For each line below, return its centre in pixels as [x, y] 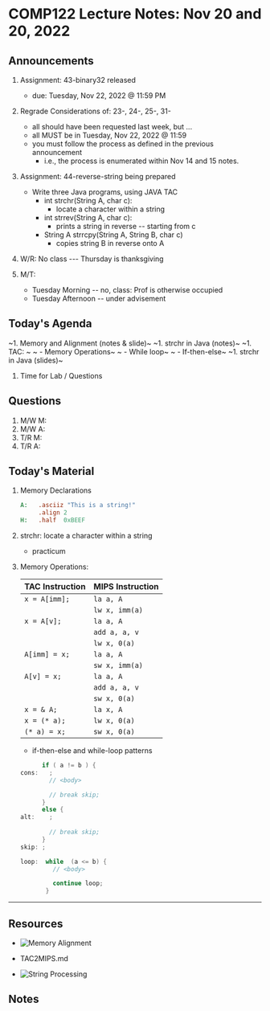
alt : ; [37, 817]
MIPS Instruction [126, 587]
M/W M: [33, 420]
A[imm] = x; [47, 655]
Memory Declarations [56, 490]
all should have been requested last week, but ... [112, 127]
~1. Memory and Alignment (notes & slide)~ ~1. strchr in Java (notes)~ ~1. [130, 343]
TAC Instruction [55, 587]
